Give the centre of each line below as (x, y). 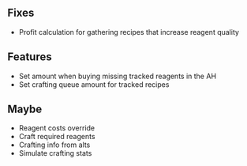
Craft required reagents (57, 137)
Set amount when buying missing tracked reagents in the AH (118, 76)
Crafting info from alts (54, 145)
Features (30, 57)
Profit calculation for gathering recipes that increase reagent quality (129, 32)
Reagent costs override (57, 128)
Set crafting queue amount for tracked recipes (94, 84)
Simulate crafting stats (55, 153)
